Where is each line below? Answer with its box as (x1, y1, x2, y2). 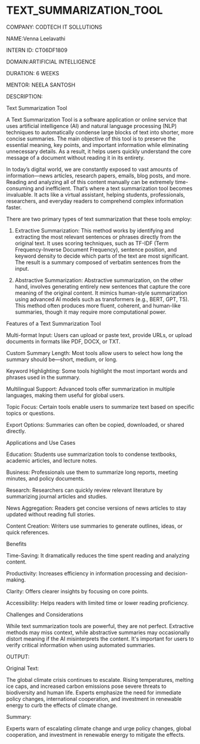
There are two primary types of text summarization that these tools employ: (6, 215, 192, 222)
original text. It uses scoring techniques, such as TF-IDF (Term (14, 240, 169, 247)
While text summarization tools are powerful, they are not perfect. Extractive (6, 622, 194, 629)
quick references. (6, 528, 50, 535)
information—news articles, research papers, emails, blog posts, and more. (6, 172, 191, 179)
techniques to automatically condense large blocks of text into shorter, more (6, 128, 194, 136)
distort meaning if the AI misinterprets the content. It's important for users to (6, 635, 194, 642)
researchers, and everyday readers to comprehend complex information (6, 197, 184, 204)
